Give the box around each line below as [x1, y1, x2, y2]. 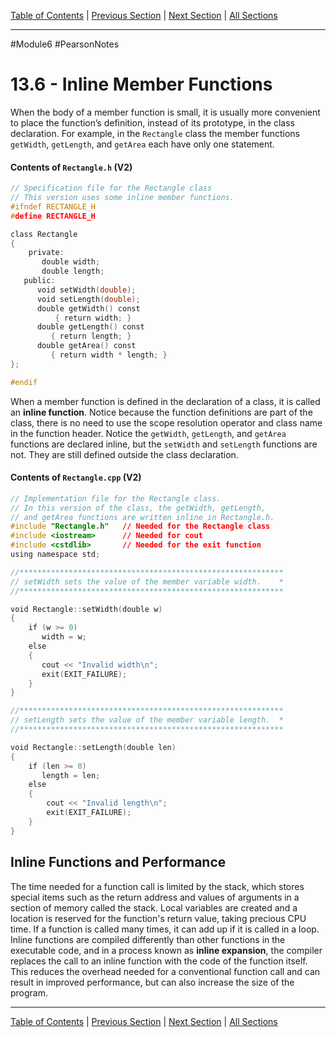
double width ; [41, 257, 101, 267]
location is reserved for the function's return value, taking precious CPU [10, 912, 307, 924]
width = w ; [41, 632, 87, 642]
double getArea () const [36, 341, 137, 351]
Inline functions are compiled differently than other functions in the [10, 933, 286, 945]
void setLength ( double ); [36, 294, 141, 304]
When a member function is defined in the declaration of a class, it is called [10, 395, 321, 407]
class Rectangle [10, 229, 78, 239]
